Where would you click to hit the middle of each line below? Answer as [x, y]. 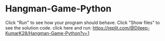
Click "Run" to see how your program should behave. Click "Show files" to [83, 22]
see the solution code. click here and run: [49, 27]
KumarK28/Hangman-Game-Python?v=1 [47, 33]
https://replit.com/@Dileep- [121, 27]
